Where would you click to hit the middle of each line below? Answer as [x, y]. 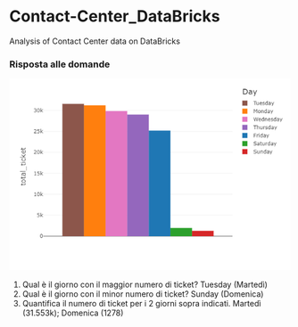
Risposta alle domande [60, 64]
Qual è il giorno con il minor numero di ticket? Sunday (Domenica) [143, 294]
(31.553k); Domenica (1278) [73, 313]
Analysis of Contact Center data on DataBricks [95, 41]
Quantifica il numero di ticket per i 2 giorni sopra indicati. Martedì [141, 303]
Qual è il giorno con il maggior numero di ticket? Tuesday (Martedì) [145, 284]
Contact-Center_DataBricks [115, 16]
